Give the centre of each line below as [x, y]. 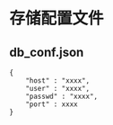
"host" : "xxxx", [58, 81]
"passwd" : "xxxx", [62, 96]
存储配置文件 [57, 18]
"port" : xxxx [52, 104]
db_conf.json [47, 52]
